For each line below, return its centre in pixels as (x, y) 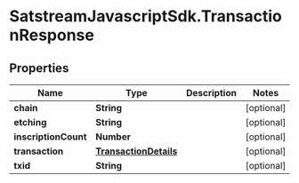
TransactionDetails (137, 151)
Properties (39, 68)
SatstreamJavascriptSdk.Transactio (146, 16)
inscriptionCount (50, 137)
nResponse (52, 35)
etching (30, 122)
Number (113, 137)
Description (211, 93)
